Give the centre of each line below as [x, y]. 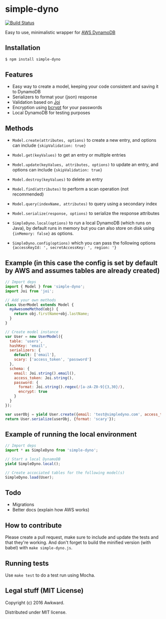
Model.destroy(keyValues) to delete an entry [57, 179]
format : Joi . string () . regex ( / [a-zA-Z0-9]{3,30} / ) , [71, 387]
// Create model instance [32, 332]
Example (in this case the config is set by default [82, 263]
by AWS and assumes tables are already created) [83, 270]
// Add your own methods [31, 300]
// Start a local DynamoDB [33, 459]
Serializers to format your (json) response [55, 97]
